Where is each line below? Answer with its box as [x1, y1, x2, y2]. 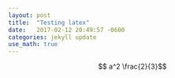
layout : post [8, 11, 51, 19]
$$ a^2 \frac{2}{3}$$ [98, 62, 167, 71]
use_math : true [8, 41, 58, 48]
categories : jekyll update [8, 33, 97, 41]
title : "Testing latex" [8, 19, 90, 27]
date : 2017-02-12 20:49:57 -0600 [8, 26, 125, 34]
